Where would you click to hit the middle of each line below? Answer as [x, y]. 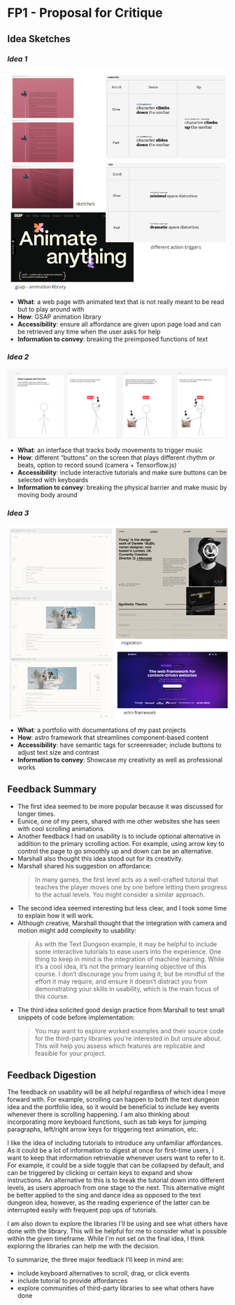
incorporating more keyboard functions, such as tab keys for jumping [107, 1122]
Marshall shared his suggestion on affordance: [84, 866]
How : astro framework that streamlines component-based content [113, 737]
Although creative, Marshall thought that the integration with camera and [122, 923]
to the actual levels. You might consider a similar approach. [120, 894]
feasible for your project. [70, 1053]
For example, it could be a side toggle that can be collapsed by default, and [116, 1165]
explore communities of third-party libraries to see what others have [116, 1288]
